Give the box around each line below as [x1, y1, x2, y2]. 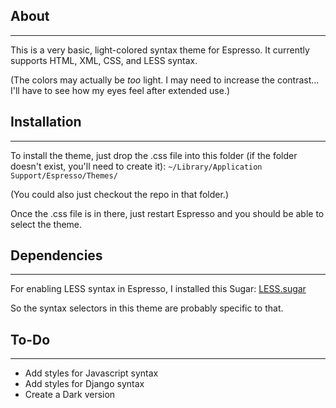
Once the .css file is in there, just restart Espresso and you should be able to [10, 207, 325, 219]
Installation [10, 114, 82, 131]
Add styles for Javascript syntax [24, 367, 159, 379]
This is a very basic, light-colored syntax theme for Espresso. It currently [10, 44, 310, 56]
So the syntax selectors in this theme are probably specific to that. [10, 302, 284, 314]
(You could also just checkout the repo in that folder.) [10, 188, 229, 200]
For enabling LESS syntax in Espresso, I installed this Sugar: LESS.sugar [10, 283, 307, 295]
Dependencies [10, 247, 103, 264]
